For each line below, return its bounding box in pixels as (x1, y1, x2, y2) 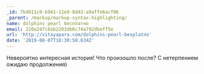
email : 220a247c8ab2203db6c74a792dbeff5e (6, 26, 114, 32)
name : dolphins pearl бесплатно (6, 20, 89, 26)
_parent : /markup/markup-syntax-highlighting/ (6, 15, 127, 21)
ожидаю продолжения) (6, 61, 67, 68)
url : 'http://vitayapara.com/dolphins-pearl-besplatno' (6, 32, 152, 38)
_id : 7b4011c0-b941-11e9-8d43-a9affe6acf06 (6, 9, 119, 15)
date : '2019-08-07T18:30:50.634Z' (6, 37, 95, 43)
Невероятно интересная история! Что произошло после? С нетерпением (6, 54, 198, 61)
